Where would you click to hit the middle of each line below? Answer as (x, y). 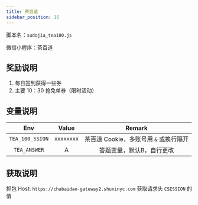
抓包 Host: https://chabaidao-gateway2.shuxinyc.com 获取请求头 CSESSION (96, 188)
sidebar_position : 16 (33, 17)
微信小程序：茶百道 (30, 47)
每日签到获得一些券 (38, 83)
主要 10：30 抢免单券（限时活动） (56, 91)
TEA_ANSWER (29, 150)
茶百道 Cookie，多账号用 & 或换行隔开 (137, 139)
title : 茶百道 (22, 12)
